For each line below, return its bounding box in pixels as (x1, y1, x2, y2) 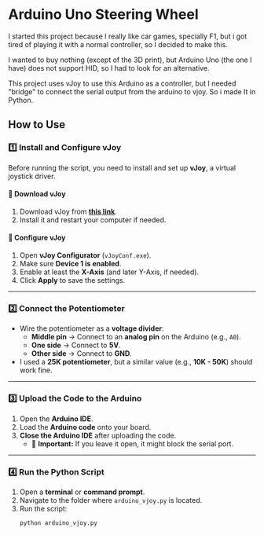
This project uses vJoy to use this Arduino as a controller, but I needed (8, 79, 236, 88)
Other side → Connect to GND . (31, 349, 132, 358)
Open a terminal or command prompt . (19, 487, 145, 497)
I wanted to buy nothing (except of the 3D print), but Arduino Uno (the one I (8, 55, 252, 64)
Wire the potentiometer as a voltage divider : (19, 324, 164, 333)
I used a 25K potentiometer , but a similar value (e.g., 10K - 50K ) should (19, 357, 253, 367)
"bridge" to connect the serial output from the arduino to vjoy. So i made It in (8, 86, 256, 96)
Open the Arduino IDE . (19, 414, 93, 423)
